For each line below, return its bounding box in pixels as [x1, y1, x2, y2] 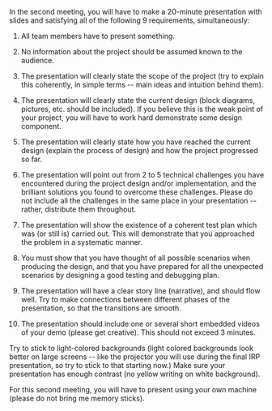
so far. [20, 154, 43, 164]
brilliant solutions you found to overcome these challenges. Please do [20, 187, 253, 197]
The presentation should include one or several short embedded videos [20, 319, 260, 328]
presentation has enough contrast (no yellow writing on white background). [9, 369, 261, 379]
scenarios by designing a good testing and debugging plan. [20, 271, 219, 280]
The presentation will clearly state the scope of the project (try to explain [20, 71, 264, 80]
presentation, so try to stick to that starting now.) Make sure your [9, 361, 226, 370]
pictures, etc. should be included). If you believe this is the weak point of [20, 105, 264, 113]
